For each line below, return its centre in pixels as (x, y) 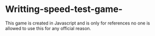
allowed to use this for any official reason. (48, 28)
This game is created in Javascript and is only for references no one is (77, 23)
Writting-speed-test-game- (64, 9)
